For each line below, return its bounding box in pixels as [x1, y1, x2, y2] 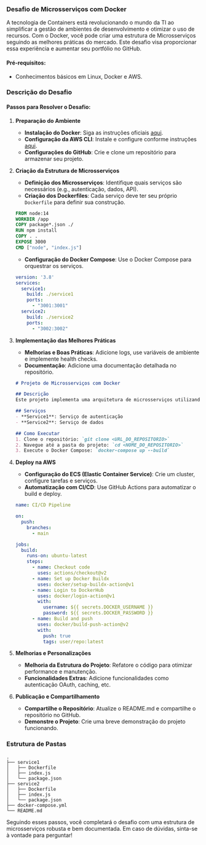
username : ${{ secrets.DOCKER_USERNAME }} [42, 604, 154, 610]
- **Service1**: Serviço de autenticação [15, 414, 123, 420]
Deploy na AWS [15, 458, 57, 466]
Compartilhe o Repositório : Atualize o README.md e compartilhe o [24, 705, 196, 712]
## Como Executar [15, 430, 60, 436]
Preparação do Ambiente [15, 117, 81, 124]
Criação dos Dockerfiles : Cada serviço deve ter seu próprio [24, 192, 177, 199]
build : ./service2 [26, 314, 74, 320]
